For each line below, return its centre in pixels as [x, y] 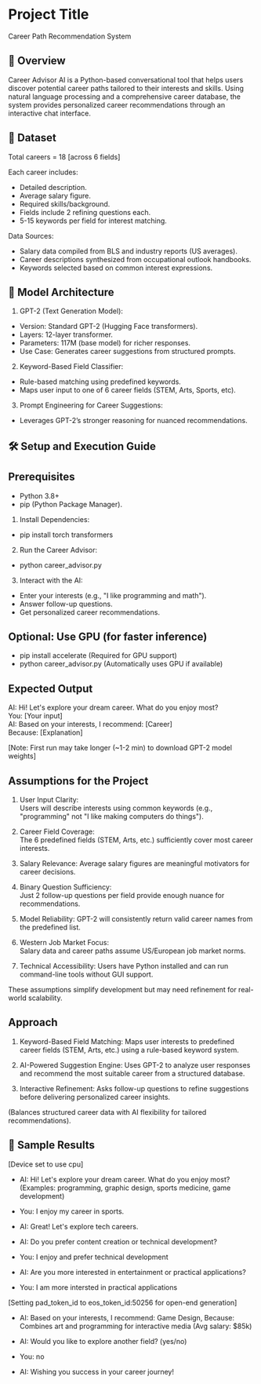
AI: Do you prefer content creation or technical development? [118, 1241]
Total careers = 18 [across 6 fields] [64, 157]
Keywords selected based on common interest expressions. [116, 268]
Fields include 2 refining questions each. [85, 212]
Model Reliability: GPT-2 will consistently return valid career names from [136, 919]
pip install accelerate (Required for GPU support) [98, 655]
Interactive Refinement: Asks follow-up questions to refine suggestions [134, 1088]
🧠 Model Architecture [62, 292]
